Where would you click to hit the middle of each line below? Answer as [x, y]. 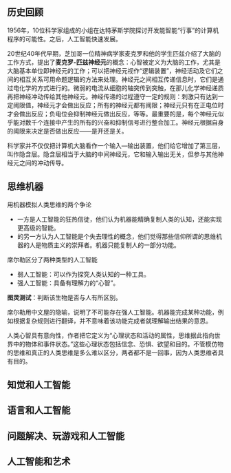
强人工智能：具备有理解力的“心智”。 [68, 283]
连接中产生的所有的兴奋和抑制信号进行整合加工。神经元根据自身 [133, 122]
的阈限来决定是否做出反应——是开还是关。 [67, 131]
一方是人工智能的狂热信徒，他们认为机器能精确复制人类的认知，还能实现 [119, 219]
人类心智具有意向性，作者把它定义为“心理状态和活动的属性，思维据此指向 [111, 335]
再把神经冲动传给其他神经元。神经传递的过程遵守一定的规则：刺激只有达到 [112, 96]
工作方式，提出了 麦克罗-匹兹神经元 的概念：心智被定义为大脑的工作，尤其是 [114, 62]
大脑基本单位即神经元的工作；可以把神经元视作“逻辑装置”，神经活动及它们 [112, 70]
